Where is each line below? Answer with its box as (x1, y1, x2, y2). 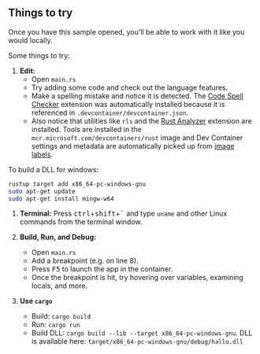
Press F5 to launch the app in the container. (31, 264, 173, 274)
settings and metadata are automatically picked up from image (31, 141, 235, 150)
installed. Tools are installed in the (31, 124, 142, 134)
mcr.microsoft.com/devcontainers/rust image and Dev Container (31, 133, 243, 142)
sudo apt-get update (8, 187, 76, 195)
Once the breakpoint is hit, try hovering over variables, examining (31, 273, 244, 282)
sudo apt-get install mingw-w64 (8, 194, 114, 203)
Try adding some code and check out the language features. (31, 83, 228, 92)
